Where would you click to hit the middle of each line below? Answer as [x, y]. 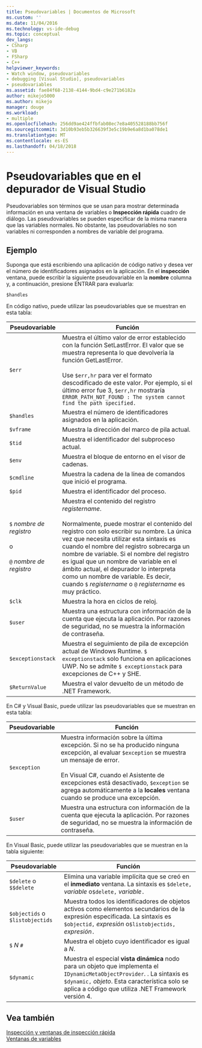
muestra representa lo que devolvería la [118, 353]
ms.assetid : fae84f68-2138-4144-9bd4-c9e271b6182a [71, 90]
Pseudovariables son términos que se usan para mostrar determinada [93, 206]
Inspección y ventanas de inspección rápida [61, 1032]
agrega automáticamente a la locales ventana [126, 791]
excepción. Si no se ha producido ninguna [120, 745]
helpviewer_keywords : [33, 68]
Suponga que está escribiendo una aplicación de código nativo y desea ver [100, 265]
